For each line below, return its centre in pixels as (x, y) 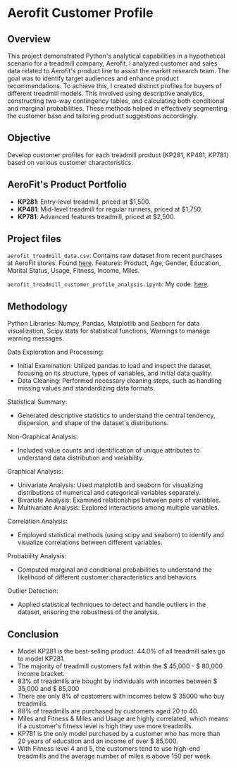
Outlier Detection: (33, 591)
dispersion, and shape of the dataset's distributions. (93, 423)
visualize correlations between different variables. (90, 542)
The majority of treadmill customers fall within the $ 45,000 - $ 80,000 (120, 666)
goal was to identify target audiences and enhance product (93, 78)
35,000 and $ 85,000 (48, 689)
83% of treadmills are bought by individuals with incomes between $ (117, 681)
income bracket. (41, 674)
